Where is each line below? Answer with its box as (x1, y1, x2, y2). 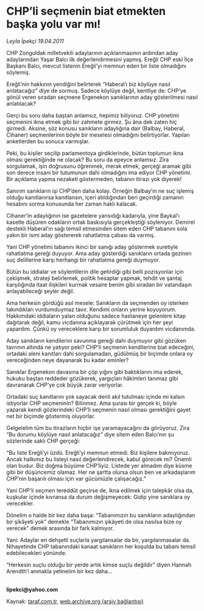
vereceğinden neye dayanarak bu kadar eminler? (6, 356, 129, 363)
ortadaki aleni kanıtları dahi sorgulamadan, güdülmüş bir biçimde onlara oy (6, 349, 193, 357)
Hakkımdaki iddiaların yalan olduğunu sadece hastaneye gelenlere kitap (6, 312, 186, 320)
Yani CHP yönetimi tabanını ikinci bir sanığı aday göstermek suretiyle (6, 243, 178, 251)
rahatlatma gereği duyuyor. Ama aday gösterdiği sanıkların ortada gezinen (6, 249, 192, 257)
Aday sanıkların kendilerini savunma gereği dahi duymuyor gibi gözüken (6, 337, 187, 344)
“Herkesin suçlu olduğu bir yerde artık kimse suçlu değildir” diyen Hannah (6, 561, 192, 568)
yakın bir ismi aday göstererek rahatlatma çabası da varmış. (6, 231, 156, 238)
